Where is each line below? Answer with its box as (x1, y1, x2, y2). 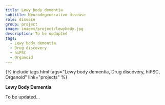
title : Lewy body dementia (5, 7, 63, 13)
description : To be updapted (5, 31, 68, 36)
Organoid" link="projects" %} (5, 74, 68, 81)
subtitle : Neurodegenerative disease (5, 12, 86, 17)
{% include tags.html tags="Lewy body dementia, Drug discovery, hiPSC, (5, 69, 160, 75)
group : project (5, 21, 38, 27)
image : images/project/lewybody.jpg (5, 27, 84, 32)
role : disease (5, 17, 36, 22)
